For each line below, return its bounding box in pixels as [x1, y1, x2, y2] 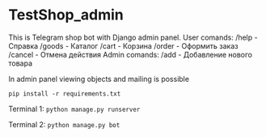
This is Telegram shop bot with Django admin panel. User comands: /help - [8, 32, 258, 42]
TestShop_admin [8, 6, 124, 24]
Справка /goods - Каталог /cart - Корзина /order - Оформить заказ [8, 41, 239, 50]
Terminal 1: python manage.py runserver [8, 104, 141, 113]
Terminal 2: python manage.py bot [8, 119, 120, 129]
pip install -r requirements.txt [8, 89, 121, 98]
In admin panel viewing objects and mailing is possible [8, 74, 190, 83]
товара [8, 58, 33, 68]
